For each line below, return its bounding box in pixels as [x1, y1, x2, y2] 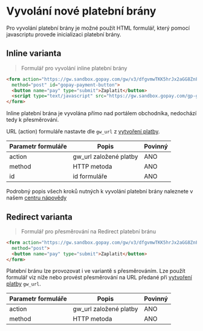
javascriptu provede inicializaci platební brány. [6, 30, 122, 38]
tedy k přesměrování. [6, 116, 59, 124]
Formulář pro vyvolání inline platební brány [21, 64, 127, 72]
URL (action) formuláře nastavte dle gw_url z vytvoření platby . [6, 128, 160, 135]
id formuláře [72, 172, 108, 181]
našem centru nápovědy [6, 194, 67, 201]
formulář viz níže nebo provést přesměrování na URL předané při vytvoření [6, 274, 192, 281]
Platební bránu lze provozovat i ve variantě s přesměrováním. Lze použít [6, 267, 185, 275]
